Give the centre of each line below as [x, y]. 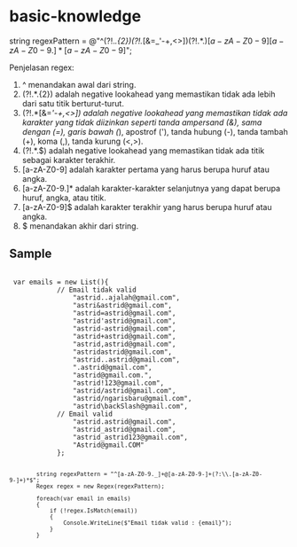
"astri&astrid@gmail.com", [122, 305]
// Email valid [85, 414]
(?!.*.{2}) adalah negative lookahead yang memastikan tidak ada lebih [148, 94]
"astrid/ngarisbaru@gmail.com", [132, 398]
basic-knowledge [75, 16]
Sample [31, 254]
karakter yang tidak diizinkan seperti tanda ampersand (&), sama [142, 122]
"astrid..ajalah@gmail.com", [126, 297]
